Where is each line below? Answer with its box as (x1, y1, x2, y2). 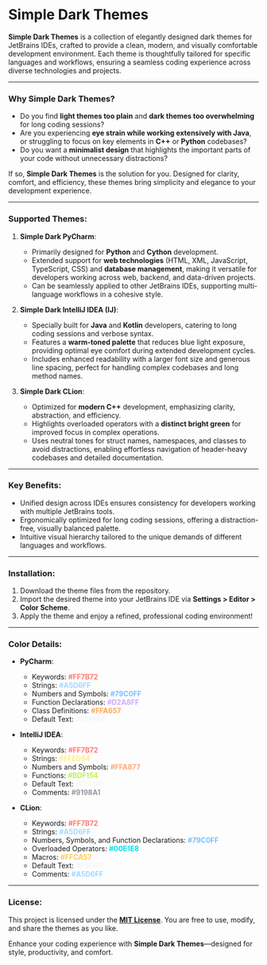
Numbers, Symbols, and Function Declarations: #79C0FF (31, 835, 219, 845)
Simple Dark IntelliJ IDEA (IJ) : (19, 304, 119, 314)
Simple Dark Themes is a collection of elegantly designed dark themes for (8, 32, 253, 41)
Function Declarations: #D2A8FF (31, 697, 140, 707)
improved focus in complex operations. (31, 427, 160, 437)
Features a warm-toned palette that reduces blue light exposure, (31, 337, 246, 347)
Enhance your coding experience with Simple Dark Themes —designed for (8, 939, 253, 948)
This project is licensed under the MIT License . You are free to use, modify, (8, 915, 256, 924)
